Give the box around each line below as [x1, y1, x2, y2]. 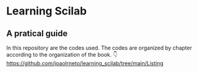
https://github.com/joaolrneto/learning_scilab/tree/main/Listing [6, 60, 164, 67]
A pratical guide [6, 28, 68, 39]
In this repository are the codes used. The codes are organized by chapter [6, 44, 193, 51]
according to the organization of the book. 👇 [6, 51, 118, 58]
